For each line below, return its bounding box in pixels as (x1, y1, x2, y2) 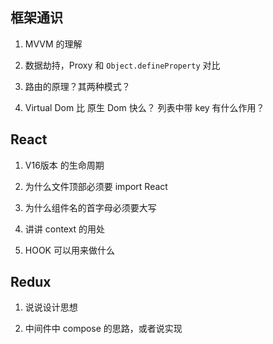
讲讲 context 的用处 (24, 223, 106, 235)
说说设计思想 (24, 301, 78, 313)
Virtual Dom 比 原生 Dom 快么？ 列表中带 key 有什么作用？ (24, 101, 265, 113)
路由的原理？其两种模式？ (24, 80, 131, 92)
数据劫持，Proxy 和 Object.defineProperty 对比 (24, 59, 221, 71)
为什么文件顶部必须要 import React (24, 180, 168, 192)
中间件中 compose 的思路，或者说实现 (24, 323, 183, 335)
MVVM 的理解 (24, 38, 83, 50)
